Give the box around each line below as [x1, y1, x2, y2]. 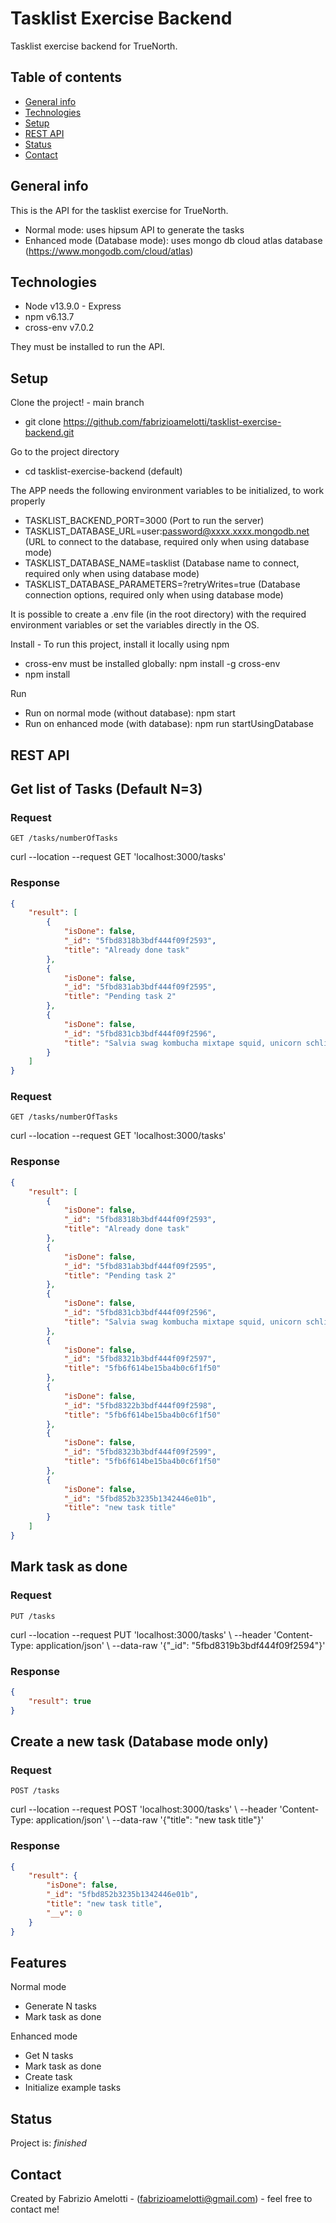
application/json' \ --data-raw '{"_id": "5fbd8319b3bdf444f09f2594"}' [35, 1639, 326, 1651]
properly [10, 495, 46, 507]
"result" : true [28, 1696, 92, 1706]
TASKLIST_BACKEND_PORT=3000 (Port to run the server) [24, 515, 265, 527]
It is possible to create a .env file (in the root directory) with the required [10, 608, 307, 621]
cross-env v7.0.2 [24, 322, 95, 334]
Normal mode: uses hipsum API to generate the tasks [24, 223, 245, 236]
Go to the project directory [10, 446, 120, 458]
